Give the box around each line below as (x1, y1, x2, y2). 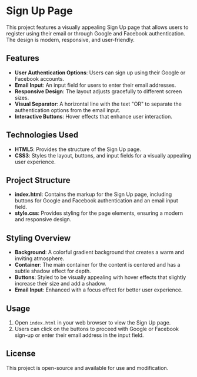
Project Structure (6, 175, 71, 185)
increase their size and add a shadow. (14, 280, 107, 287)
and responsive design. (14, 216, 72, 223)
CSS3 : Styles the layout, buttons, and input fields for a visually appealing (14, 152, 191, 159)
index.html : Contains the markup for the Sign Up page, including (14, 191, 172, 198)
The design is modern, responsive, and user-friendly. (6, 36, 135, 43)
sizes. (14, 94, 29, 101)
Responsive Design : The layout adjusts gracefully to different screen (14, 87, 182, 95)
